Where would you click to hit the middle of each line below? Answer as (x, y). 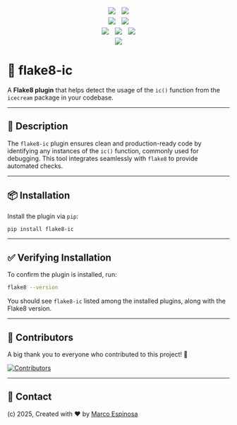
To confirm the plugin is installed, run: (62, 275)
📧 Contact (30, 397)
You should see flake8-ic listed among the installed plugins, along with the (116, 301)
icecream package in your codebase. (61, 97)
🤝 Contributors (41, 337)
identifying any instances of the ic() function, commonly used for (103, 150)
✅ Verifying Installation (59, 257)
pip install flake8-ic (41, 229)
